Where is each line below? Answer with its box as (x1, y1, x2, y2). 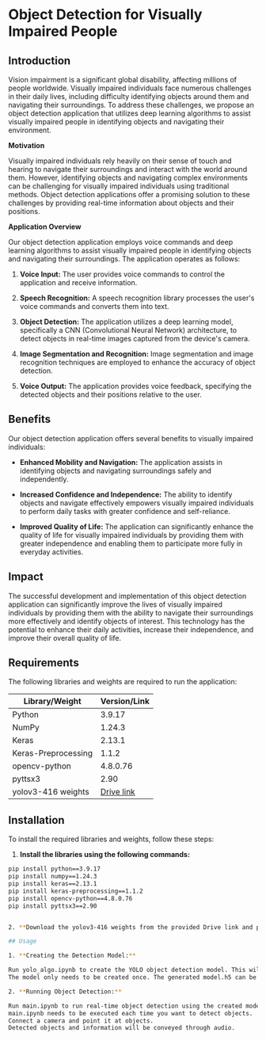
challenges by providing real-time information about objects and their (8, 198, 234, 208)
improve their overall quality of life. (8, 633, 121, 642)
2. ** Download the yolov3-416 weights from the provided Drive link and (8, 923, 253, 931)
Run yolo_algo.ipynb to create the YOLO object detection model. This (8, 966, 246, 974)
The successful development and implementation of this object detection (8, 591, 247, 600)
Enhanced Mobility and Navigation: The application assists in (19, 457, 223, 467)
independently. (19, 474, 69, 484)
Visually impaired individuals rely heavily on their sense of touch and (8, 156, 232, 166)
